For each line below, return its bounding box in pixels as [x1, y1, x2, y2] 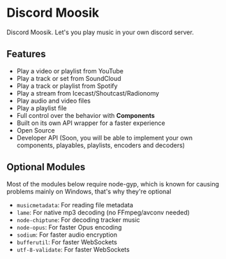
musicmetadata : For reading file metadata [16, 200, 134, 209]
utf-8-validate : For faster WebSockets [16, 245, 130, 253]
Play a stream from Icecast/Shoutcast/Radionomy [16, 89, 160, 97]
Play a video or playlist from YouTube [16, 66, 123, 75]
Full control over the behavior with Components [16, 111, 155, 119]
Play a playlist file [16, 103, 67, 112]
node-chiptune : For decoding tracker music [16, 215, 140, 224]
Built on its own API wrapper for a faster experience [16, 119, 165, 127]
